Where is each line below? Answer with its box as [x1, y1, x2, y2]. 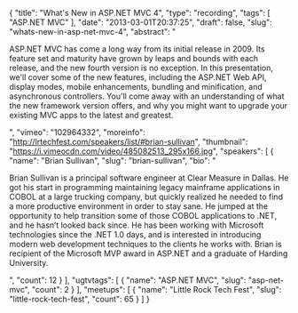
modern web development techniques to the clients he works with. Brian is [9, 239, 282, 249]
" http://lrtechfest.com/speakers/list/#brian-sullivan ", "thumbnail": [9, 137, 248, 147]
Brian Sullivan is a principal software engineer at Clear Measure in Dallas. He [9, 173, 289, 183]
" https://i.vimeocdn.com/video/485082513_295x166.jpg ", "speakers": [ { [9, 146, 274, 156]
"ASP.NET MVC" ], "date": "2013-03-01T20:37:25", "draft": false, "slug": [9, 17, 272, 28]
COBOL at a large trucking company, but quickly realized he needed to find [9, 191, 284, 202]
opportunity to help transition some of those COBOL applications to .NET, [9, 211, 278, 221]
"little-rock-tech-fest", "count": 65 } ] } [9, 293, 151, 304]
